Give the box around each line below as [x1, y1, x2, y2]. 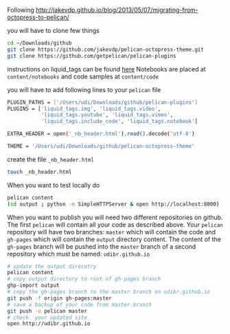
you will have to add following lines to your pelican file [7, 85, 161, 93]
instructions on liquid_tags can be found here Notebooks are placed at [7, 65, 206, 73]
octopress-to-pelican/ [7, 13, 70, 21]
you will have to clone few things [7, 27, 100, 34]
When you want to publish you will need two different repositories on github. [7, 213, 223, 221]
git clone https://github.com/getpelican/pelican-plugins [7, 52, 176, 59]
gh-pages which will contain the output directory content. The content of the [7, 235, 222, 243]
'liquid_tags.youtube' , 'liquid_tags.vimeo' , [41, 111, 174, 119]
